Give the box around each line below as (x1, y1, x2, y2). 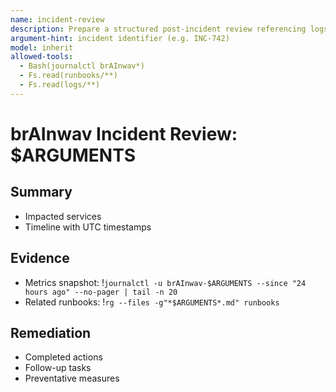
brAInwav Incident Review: (10, 122, 238, 145)
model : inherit (10, 42, 74, 53)
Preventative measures (24, 372, 120, 385)
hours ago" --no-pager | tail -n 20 (24, 287, 178, 297)
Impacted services (24, 210, 102, 222)
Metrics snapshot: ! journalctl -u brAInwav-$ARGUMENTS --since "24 (24, 276, 307, 288)
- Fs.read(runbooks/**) (19, 71, 118, 81)
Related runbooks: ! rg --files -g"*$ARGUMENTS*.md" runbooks (24, 296, 280, 308)
